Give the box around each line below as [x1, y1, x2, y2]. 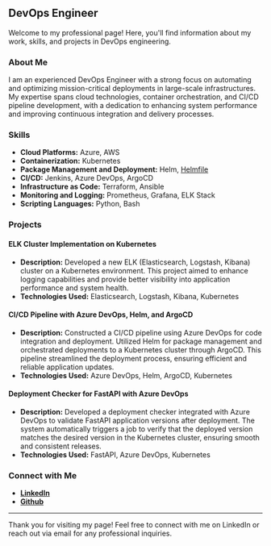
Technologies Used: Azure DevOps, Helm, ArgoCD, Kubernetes [19, 370, 232, 380]
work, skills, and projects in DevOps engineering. [8, 36, 172, 46]
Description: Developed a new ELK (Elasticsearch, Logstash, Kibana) [19, 257, 251, 267]
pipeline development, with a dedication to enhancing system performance [8, 101, 258, 110]
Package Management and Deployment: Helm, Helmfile [19, 165, 209, 174]
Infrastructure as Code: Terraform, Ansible [19, 181, 165, 192]
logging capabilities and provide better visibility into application [19, 274, 231, 284]
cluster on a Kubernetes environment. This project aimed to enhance [19, 265, 248, 275]
